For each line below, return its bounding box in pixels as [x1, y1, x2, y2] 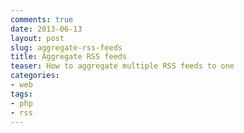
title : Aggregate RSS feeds [10, 52, 128, 62]
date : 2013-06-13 [10, 24, 83, 34]
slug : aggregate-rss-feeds [10, 42, 123, 53]
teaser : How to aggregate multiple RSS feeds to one [10, 61, 235, 71]
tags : [10, 89, 33, 99]
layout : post [10, 33, 65, 43]
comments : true [10, 14, 74, 25]
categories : [10, 71, 60, 81]
